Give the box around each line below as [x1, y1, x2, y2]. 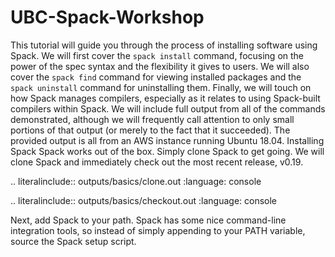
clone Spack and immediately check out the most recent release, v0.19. [10, 156, 304, 168]
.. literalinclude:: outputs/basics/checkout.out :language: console [10, 194, 278, 206]
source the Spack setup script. [10, 235, 137, 247]
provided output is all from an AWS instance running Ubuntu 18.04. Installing [10, 134, 325, 146]
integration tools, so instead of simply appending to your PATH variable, [10, 224, 306, 236]
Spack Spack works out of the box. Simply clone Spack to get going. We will [10, 145, 325, 157]
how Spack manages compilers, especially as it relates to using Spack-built [10, 92, 321, 104]
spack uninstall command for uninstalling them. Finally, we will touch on [10, 81, 312, 93]
